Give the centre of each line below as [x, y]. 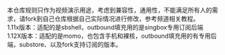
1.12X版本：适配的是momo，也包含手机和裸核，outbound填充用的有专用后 [112, 36]
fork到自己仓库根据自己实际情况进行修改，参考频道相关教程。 [112, 19]
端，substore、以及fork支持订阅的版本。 [65, 44]
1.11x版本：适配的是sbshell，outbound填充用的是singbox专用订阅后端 [105, 27]
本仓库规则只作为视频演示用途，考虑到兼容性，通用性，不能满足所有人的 [109, 10]
